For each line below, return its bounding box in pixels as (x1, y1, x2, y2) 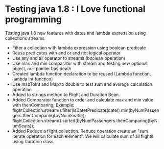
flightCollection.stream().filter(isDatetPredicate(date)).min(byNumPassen (12, 107, 160, 113)
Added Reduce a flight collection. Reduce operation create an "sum (12, 128, 148, 134)
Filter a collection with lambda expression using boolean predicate (12, 45, 146, 50)
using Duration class (12, 138, 54, 144)
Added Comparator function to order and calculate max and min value (12, 97, 154, 102)
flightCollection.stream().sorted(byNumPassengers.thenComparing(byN (12, 118, 158, 124)
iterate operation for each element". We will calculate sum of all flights (12, 133, 154, 139)
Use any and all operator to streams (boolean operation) (12, 55, 126, 61)
